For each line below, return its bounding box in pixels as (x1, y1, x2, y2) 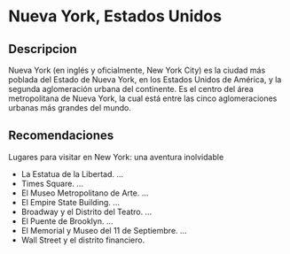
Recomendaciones (8, 128, 114, 143)
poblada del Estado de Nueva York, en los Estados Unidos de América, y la (8, 74, 282, 85)
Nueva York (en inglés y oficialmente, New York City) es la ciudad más (8, 65, 266, 75)
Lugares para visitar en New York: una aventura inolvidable (8, 151, 224, 162)
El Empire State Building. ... (20, 196, 121, 207)
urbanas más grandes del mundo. (8, 103, 132, 112)
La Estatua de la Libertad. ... (20, 168, 124, 179)
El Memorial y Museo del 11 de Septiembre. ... (20, 225, 187, 235)
